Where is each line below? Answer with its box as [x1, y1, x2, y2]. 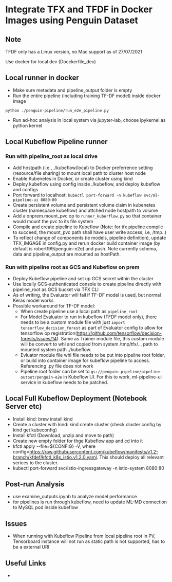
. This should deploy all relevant [97, 454, 164, 460]
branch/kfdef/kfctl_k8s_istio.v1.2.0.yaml [12, 454, 97, 460]
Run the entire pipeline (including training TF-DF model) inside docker [12, 93, 161, 99]
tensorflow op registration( [20, 330, 77, 336]
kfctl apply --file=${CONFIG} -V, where [12, 443, 96, 449]
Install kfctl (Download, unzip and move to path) [12, 432, 114, 438]
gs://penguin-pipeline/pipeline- [90, 369, 163, 374]
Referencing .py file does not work [20, 362, 93, 369]
